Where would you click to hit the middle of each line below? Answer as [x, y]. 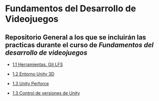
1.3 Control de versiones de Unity [46, 93]
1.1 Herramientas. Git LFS [38, 64]
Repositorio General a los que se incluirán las [76, 37]
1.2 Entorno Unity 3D [33, 74]
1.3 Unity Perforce [31, 84]
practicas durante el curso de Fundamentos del [79, 45]
